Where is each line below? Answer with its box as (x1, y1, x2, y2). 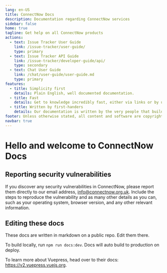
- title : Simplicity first (9, 86, 66, 91)
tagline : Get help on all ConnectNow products (5, 30, 103, 35)
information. (5, 205, 30, 211)
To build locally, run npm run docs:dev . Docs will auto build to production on (5, 242, 160, 248)
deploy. (5, 247, 21, 253)
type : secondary (14, 63, 48, 68)
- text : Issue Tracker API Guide (9, 53, 79, 59)
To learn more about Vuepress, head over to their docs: (5, 257, 119, 263)
